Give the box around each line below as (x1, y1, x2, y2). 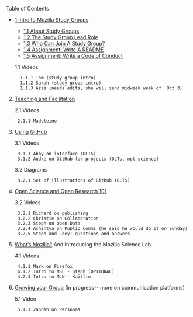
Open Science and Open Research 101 (14, 188, 107, 194)
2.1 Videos (14, 107, 40, 113)
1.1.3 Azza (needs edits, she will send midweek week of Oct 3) (20, 85, 182, 91)
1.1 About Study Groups (23, 27, 80, 34)
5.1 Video (14, 295, 37, 302)
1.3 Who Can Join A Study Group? (23, 40, 105, 47)
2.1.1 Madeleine (17, 118, 57, 124)
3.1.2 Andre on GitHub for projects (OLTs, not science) (17, 156, 159, 162)
